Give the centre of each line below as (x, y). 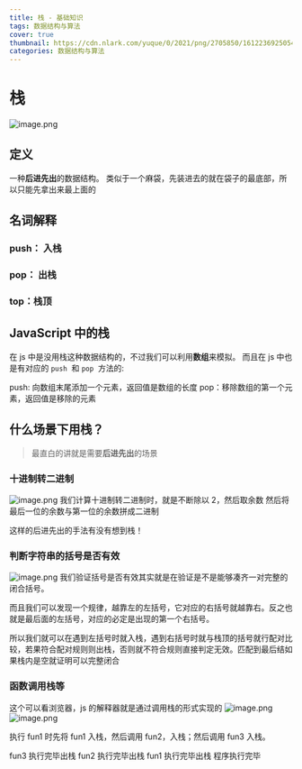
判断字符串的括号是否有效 (65, 555)
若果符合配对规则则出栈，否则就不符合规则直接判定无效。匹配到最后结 (155, 649)
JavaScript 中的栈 (60, 333)
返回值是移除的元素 (60, 398)
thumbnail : (30, 43)
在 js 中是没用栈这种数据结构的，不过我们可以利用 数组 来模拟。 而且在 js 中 (147, 356)
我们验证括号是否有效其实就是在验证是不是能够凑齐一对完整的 (174, 577)
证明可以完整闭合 (88, 661)
